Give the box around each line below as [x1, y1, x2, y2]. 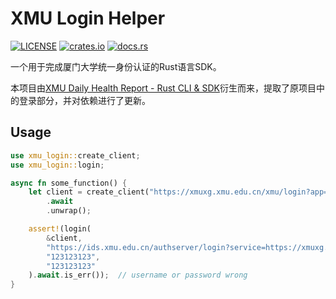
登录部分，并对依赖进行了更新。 [18, 94, 151, 106]
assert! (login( [28, 224, 92, 234]
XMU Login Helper [10, 7, 166, 30]
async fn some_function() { [10, 178, 128, 188]
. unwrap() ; [46, 206, 92, 216]
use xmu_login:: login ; [10, 160, 105, 170]
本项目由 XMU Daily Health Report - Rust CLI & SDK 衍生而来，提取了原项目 [10, 82, 317, 94]
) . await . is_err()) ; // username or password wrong [28, 270, 248, 281]
